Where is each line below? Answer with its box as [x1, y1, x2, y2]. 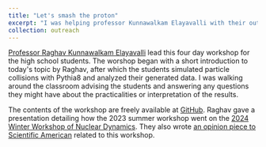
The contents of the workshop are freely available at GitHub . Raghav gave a [8, 105, 256, 115]
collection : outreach [8, 26, 80, 34]
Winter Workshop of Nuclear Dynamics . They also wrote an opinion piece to [8, 122, 256, 131]
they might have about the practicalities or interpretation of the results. [8, 90, 239, 100]
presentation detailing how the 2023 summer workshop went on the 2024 [8, 114, 249, 123]
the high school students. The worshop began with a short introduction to [8, 56, 248, 66]
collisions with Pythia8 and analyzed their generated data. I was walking [8, 73, 243, 83]
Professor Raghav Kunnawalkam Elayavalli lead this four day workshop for [8, 48, 250, 58]
